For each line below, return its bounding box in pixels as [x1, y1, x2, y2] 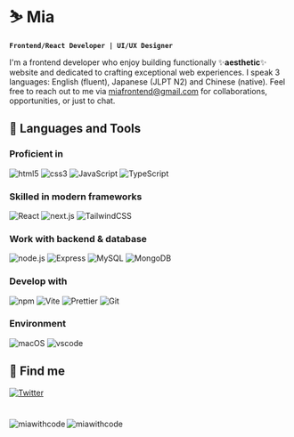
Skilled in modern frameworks [9, 190, 143, 203]
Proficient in [9, 148, 64, 160]
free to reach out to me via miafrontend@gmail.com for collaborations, [9, 85, 268, 96]
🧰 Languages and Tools [9, 121, 142, 136]
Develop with [9, 275, 68, 287]
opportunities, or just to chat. [9, 95, 116, 106]
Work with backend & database [9, 232, 147, 245]
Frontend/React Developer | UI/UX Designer [9, 41, 174, 50]
